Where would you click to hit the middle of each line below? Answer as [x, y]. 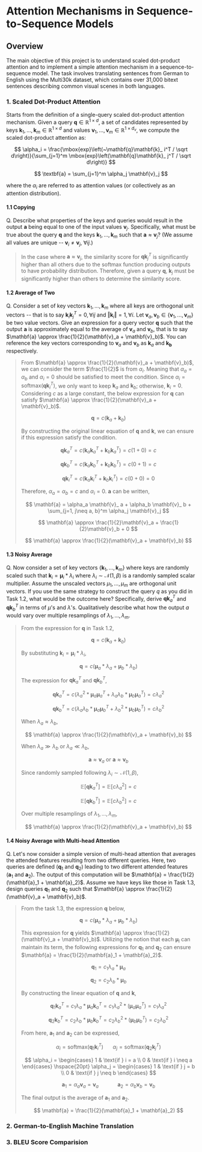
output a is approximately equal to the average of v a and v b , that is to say [97, 330]
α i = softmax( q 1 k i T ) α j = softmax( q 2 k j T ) [109, 1047]
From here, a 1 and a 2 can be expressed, [70, 1033]
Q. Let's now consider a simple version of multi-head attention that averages [101, 854]
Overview [25, 46]
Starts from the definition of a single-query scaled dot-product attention [95, 115]
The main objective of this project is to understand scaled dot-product [93, 60]
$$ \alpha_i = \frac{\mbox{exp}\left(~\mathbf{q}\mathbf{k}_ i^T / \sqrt [101, 149]
